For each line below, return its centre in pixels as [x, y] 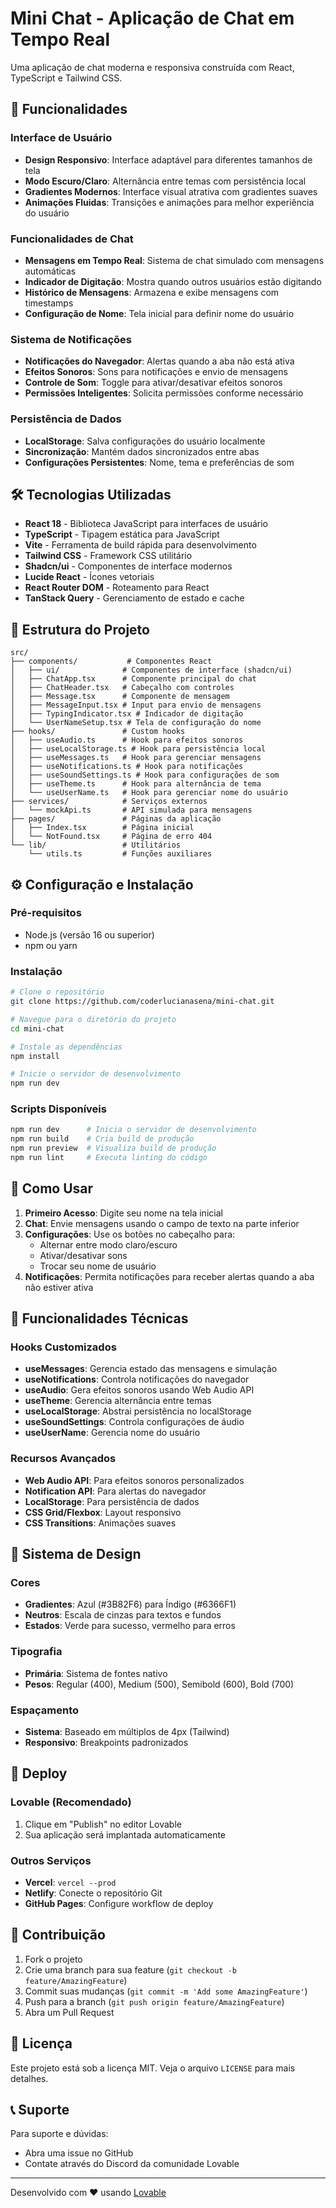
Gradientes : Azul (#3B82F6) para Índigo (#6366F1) [130, 1604]
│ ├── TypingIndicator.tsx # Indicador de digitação [127, 714]
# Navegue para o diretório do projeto [93, 1019]
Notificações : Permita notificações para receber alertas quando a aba [169, 1276]
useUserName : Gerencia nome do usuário [112, 1433]
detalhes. [29, 2078]
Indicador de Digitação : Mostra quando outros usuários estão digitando [173, 281]
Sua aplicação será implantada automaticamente [125, 1834]
